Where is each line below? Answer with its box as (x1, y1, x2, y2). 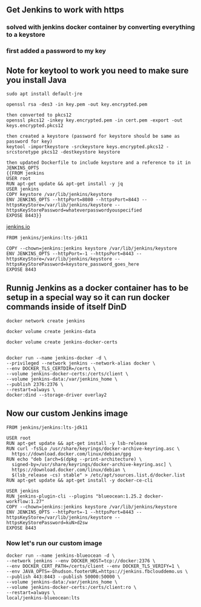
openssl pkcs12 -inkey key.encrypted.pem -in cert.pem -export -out (6, 117, 183, 123)
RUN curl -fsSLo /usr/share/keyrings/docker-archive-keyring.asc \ (6, 446, 180, 452)
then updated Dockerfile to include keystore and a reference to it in (6, 160, 191, 166)
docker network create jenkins (6, 317, 85, 324)
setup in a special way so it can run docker (6, 293, 170, 303)
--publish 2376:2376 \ (6, 381, 64, 388)
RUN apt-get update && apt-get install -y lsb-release (6, 440, 148, 446)
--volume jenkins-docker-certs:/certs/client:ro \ (6, 584, 137, 590)
